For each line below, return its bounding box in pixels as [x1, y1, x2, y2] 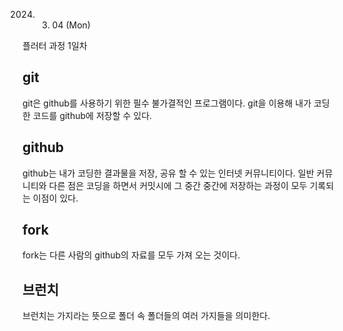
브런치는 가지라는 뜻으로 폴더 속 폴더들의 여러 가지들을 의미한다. [22, 310, 271, 322]
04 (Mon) [51, 19, 91, 31]
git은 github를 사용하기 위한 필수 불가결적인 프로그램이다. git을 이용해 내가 [22, 97, 312, 109]
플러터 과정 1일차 [22, 40, 88, 51]
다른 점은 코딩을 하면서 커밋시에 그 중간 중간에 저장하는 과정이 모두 [48, 179, 308, 191]
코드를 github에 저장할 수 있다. [32, 109, 153, 121]
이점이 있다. [32, 192, 79, 204]
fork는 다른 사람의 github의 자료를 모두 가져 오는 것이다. [22, 249, 241, 261]
